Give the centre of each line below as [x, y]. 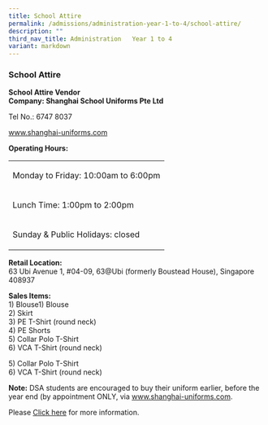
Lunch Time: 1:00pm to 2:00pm [73, 205]
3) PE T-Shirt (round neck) [52, 322]
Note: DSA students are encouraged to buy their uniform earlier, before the [134, 388]
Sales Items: [30, 296]
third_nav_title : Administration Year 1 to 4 [91, 39]
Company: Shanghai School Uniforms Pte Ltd [86, 101]
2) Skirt [21, 313]
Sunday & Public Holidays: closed [76, 234]
